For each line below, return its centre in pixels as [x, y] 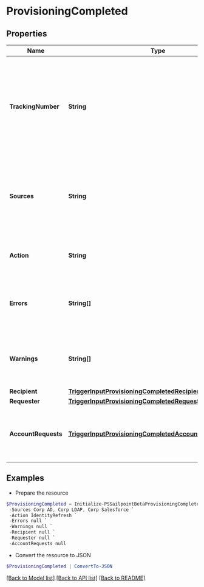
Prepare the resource [42, 493]
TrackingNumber [34, 106]
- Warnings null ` [31, 527]
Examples [25, 478]
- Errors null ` [28, 521]
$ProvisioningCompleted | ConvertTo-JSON [59, 566]
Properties [27, 34]
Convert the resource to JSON [53, 555]
